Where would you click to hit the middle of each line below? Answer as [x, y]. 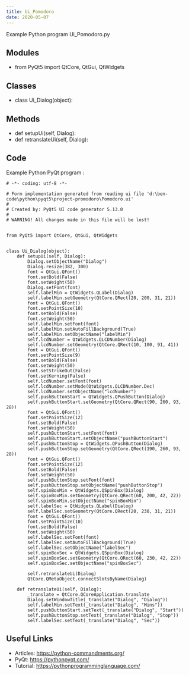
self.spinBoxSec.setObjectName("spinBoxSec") [85, 563]
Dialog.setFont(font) [54, 287]
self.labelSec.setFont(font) [63, 537]
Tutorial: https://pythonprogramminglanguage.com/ [77, 665]
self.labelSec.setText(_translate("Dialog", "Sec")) [94, 620]
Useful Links [30, 639]
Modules [23, 53]
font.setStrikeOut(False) [60, 371]
